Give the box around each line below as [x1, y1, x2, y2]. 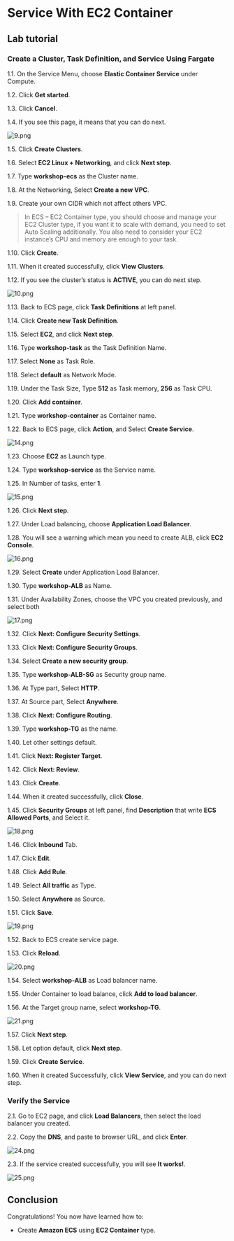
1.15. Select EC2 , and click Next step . [7, 330, 114, 338]
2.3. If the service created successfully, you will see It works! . [7, 1160, 187, 1168]
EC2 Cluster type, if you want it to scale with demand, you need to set [24, 220, 226, 228]
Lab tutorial [7, 33, 58, 45]
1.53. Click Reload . [7, 948, 61, 957]
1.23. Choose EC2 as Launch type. [7, 451, 107, 460]
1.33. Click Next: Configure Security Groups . [7, 643, 138, 652]
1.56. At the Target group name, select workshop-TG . [7, 1003, 161, 1011]
